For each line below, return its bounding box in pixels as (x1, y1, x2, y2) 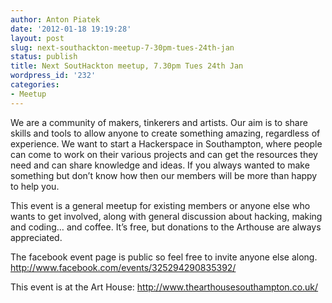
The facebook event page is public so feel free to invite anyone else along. (10, 251, 318, 263)
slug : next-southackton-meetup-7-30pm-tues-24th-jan (10, 42, 235, 53)
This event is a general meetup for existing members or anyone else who (10, 199, 311, 211)
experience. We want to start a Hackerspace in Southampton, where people (10, 137, 323, 150)
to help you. (10, 180, 60, 192)
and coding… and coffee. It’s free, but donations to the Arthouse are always (10, 221, 322, 233)
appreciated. (10, 231, 63, 243)
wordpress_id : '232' (10, 71, 97, 81)
